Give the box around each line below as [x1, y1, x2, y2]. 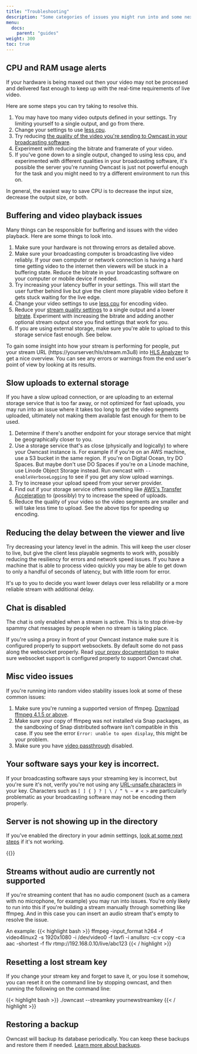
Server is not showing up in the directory [6, 816, 158, 827]
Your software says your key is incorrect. [6, 759, 159, 769]
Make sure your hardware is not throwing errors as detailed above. [14, 244, 176, 251]
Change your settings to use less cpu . [14, 126, 107, 133]
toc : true [6, 42, 30, 47]
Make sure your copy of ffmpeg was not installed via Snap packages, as [14, 717, 189, 724]
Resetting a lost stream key [6, 957, 107, 967]
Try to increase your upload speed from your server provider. [14, 480, 163, 487]
